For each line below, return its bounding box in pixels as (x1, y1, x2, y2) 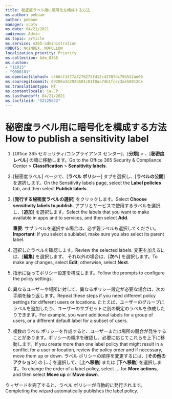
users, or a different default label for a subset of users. (12, 317, 128, 324)
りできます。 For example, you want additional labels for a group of (12, 312, 154, 318)
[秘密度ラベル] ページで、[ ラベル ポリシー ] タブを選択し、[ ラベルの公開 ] (12, 173, 165, 179)
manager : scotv (5, 22, 38, 27)
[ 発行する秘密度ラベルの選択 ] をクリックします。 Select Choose (12, 196, 147, 203)
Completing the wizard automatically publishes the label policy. (5, 388, 138, 394)
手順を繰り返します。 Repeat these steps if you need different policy (12, 293, 156, 299)
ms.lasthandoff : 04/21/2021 (5, 93, 66, 98)
